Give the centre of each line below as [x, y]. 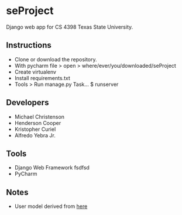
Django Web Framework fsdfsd [52, 168]
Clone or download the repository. [56, 59]
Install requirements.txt [42, 78]
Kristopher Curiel [35, 129]
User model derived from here [51, 206]
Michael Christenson [40, 117]
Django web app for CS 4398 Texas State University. [70, 27]
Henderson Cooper [38, 123]
